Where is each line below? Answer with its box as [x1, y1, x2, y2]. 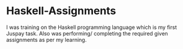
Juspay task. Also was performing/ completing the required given [6, 30, 168, 37]
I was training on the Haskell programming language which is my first [6, 24, 177, 31]
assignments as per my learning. [6, 36, 87, 43]
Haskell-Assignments [6, 4, 116, 18]
